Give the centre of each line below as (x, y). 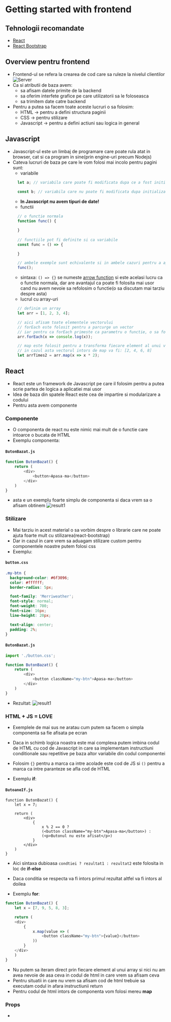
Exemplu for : (26, 894)
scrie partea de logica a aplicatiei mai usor (57, 389)
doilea (19, 884)
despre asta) (34, 294)
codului (21, 400)
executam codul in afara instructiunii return (58, 986)
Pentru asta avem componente (45, 405)
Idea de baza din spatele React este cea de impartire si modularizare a (87, 394)
